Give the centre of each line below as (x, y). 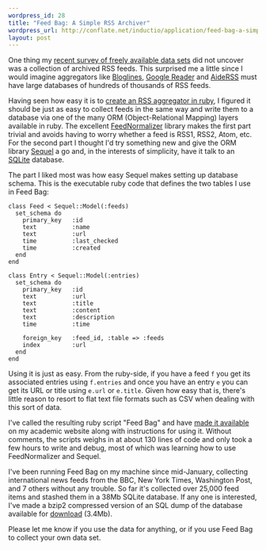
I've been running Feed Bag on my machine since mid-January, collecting (128, 472)
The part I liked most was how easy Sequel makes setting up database (123, 175)
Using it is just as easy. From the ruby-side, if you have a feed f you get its (129, 374)
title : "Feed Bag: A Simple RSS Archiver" (79, 23)
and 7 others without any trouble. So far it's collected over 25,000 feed (124, 489)
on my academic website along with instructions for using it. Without (120, 431)
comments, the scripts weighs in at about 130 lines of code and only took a (130, 440)
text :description (68, 318)
